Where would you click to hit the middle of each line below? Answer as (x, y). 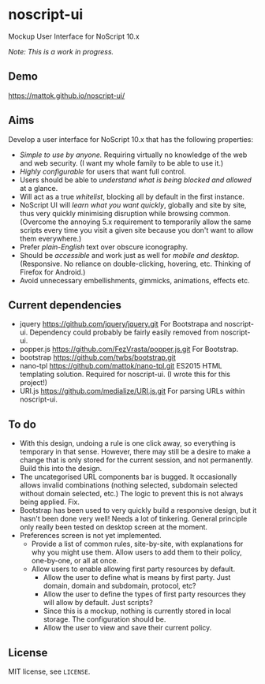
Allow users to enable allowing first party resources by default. (133, 569)
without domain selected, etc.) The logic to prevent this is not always (131, 494)
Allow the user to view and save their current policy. (127, 628)
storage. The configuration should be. (105, 619)
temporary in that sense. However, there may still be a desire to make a (135, 452)
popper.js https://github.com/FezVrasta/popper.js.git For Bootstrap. (129, 349)
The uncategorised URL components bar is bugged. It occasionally (128, 477)
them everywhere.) (50, 238)
